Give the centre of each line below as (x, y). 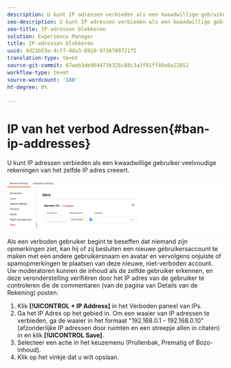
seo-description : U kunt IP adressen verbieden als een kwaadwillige (109, 22)
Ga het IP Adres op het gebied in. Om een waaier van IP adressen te (113, 313)
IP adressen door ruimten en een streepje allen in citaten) (139, 327)
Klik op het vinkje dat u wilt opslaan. (68, 357)
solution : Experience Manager (51, 36)
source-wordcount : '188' (43, 80)
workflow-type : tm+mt (38, 72)
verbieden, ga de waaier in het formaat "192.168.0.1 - (91, 321)
